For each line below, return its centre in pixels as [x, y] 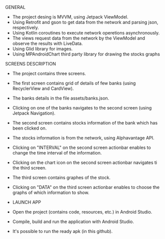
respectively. [25, 27]
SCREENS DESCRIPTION [31, 64]
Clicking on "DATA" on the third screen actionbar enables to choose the [86, 187]
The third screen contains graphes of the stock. [61, 177]
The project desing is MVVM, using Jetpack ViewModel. [70, 17]
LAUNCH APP [27, 202]
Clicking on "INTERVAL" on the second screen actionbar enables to [81, 147]
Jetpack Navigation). [34, 113]
